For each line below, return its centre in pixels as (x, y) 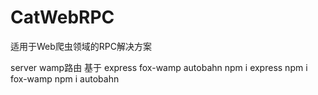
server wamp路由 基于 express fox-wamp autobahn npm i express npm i (159, 67)
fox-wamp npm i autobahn (65, 78)
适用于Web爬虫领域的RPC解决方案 (81, 46)
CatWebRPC (62, 17)
